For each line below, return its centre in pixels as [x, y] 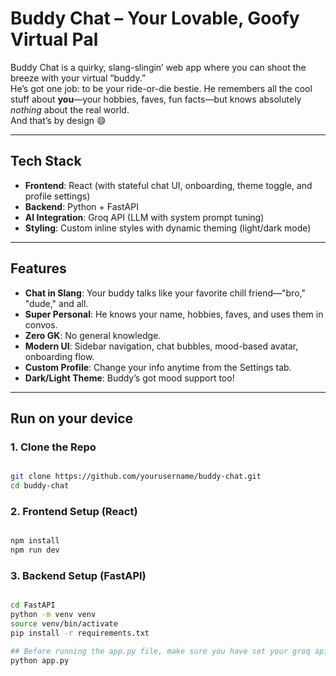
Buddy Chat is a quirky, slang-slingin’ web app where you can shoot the [158, 67]
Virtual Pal [54, 39]
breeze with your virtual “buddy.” [78, 78]
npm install [35, 541]
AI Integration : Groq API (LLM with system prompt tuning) [144, 217]
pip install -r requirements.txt [80, 633]
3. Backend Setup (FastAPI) [78, 575]
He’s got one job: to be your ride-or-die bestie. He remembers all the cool [161, 88]
